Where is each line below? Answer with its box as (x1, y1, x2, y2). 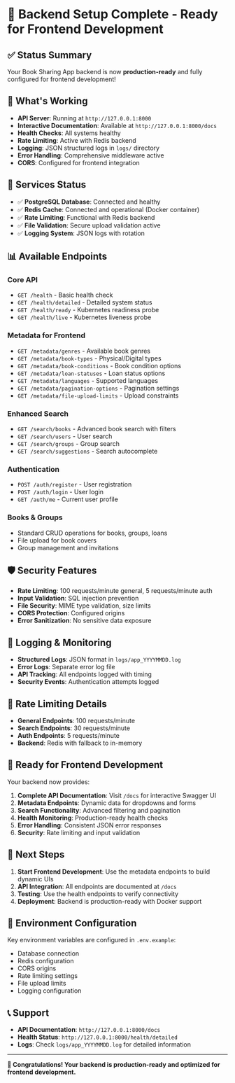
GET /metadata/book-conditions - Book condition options (17, 361, 182, 370)
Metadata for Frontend (7, 330, 86, 340)
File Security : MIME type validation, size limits (17, 601, 152, 610)
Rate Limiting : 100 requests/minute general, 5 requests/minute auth (17, 587, 213, 595)
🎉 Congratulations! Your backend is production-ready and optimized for (7, 1061, 220, 1069)
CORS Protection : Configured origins (17, 609, 125, 617)
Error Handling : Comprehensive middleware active (17, 151, 164, 160)
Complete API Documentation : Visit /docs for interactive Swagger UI (17, 791, 217, 799)
